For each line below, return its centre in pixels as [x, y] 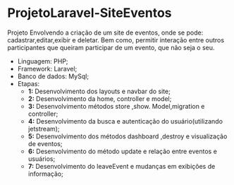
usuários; [42, 159]
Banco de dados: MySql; [53, 76]
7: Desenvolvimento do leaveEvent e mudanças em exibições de [122, 166]
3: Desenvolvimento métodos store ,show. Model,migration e [116, 106]
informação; [45, 174]
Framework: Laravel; [47, 68]
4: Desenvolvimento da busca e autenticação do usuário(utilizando [125, 121]
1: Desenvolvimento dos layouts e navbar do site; [99, 91]
